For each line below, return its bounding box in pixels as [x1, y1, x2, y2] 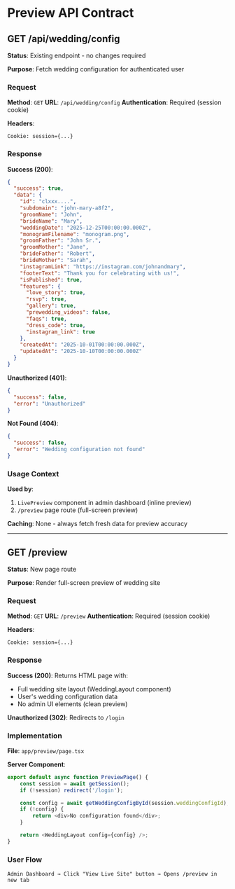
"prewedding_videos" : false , [25, 309, 111, 316]
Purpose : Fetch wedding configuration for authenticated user [7, 65, 185, 73]
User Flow [7, 855, 43, 864]
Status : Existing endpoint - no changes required [7, 51, 146, 60]
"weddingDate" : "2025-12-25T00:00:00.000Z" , [20, 224, 152, 231]
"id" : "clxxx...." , [20, 198, 77, 205]
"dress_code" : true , [25, 322, 86, 329]
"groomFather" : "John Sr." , [20, 237, 101, 244]
